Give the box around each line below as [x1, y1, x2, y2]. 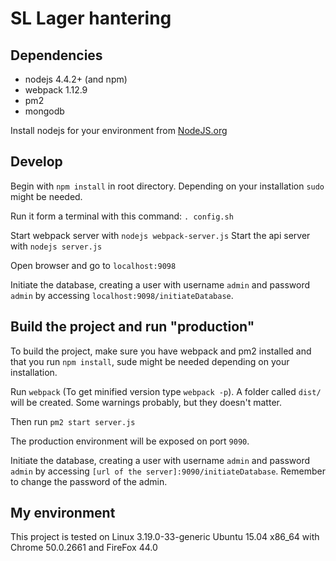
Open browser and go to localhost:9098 [10, 259, 177, 271]
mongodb [24, 105, 65, 117]
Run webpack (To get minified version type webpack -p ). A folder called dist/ [10, 385, 322, 397]
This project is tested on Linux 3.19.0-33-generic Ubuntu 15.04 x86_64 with [10, 531, 320, 543]
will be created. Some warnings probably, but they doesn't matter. [10, 396, 282, 408]
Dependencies [10, 47, 103, 64]
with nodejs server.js [10, 240, 103, 252]
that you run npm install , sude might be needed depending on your [10, 355, 290, 367]
